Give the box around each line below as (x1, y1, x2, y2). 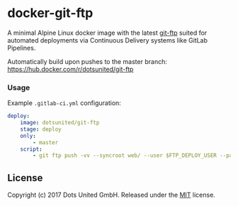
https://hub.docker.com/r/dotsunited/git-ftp (7, 65, 134, 73)
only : (20, 132, 37, 139)
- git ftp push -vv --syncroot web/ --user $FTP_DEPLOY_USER (33, 152, 217, 159)
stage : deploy (20, 126, 62, 133)
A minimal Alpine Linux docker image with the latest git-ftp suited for (7, 28, 208, 37)
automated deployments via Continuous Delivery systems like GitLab (7, 36, 208, 44)
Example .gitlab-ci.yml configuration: (7, 99, 122, 107)
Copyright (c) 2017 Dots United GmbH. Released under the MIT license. (7, 190, 216, 200)
